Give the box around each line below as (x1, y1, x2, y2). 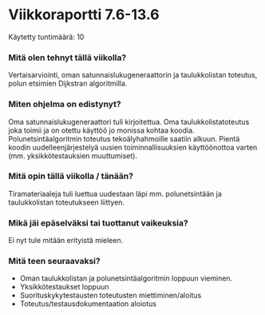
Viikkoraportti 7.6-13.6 (8, 6, 160, 24)
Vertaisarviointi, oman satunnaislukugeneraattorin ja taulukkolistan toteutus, (8, 70, 258, 80)
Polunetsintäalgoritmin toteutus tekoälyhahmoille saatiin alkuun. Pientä (8, 134, 240, 143)
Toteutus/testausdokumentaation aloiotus (19, 299, 157, 309)
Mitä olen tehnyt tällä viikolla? (8, 52, 127, 63)
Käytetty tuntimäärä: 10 (8, 32, 85, 42)
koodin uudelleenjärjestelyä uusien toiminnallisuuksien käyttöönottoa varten (8, 142, 258, 152)
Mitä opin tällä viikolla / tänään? (8, 170, 134, 181)
